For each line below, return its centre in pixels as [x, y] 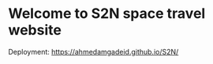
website [35, 30]
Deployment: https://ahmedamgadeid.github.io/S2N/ [93, 52]
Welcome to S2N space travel [107, 14]
